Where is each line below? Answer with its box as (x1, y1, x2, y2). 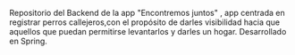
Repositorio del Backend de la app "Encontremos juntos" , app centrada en (9, 8, 286, 18)
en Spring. (9, 35, 47, 46)
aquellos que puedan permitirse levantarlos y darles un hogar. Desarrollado (9, 27, 287, 36)
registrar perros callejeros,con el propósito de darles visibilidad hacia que (9, 17, 280, 27)
